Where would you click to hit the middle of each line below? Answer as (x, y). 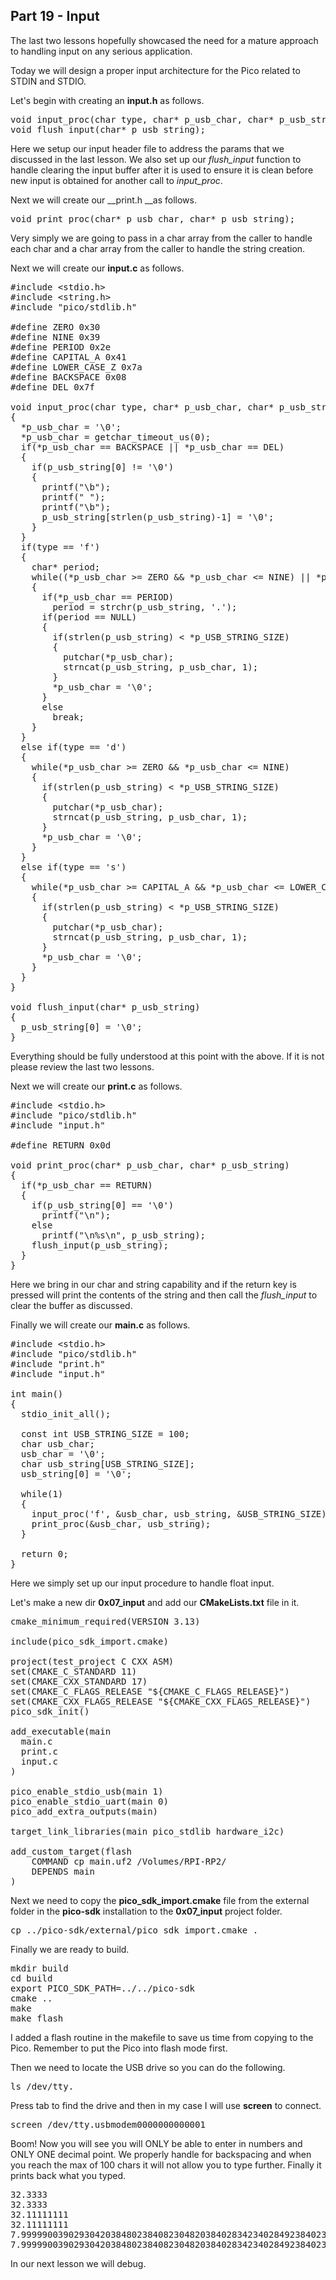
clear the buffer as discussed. (71, 1305)
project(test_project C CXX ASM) (92, 1661)
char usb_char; (57, 1443)
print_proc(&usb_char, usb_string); (121, 1523)
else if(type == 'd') (73, 747)
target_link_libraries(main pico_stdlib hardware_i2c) (147, 1831)
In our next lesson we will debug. (78, 2263)
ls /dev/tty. (42, 2086)
